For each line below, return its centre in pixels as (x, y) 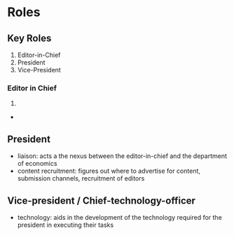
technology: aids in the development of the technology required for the (119, 217)
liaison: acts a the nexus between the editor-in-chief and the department (122, 156)
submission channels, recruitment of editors (81, 178)
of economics (37, 164)
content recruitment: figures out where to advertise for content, (109, 171)
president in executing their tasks (66, 225)
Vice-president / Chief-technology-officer (102, 201)
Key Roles (29, 38)
